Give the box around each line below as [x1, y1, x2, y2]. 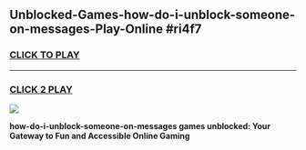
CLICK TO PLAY [9, 49, 80, 62]
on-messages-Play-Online [9, 22, 164, 37]
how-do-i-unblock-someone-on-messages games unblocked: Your [9, 120, 271, 131]
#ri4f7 [165, 22, 202, 37]
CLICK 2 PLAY [9, 83, 73, 95]
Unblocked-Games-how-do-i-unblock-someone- [9, 7, 296, 23]
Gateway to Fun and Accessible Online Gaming [9, 130, 190, 141]
